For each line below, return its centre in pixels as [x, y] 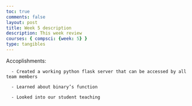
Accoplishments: [26, 61]
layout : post [22, 22]
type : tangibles [26, 45]
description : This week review [44, 33]
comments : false [26, 17]
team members [22, 77]
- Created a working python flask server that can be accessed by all [99, 71]
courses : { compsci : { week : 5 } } [47, 39]
